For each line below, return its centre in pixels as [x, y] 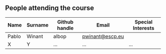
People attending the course [50, 8]
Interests [144, 28]
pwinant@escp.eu [103, 36]
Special [144, 22]
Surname [38, 25]
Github [65, 22]
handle [65, 28]
